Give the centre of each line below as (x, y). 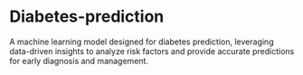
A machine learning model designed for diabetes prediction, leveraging (142, 42)
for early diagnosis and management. (79, 61)
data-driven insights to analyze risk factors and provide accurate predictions (152, 51)
